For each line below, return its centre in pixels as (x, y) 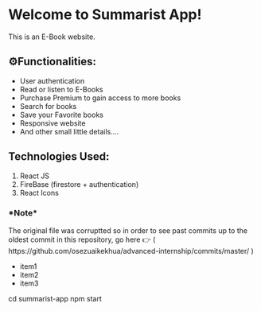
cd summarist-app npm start (55, 298)
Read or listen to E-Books (61, 89)
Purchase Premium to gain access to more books (100, 98)
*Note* (23, 213)
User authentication (52, 80)
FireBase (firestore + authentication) (79, 184)
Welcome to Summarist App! (105, 15)
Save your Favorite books (61, 115)
